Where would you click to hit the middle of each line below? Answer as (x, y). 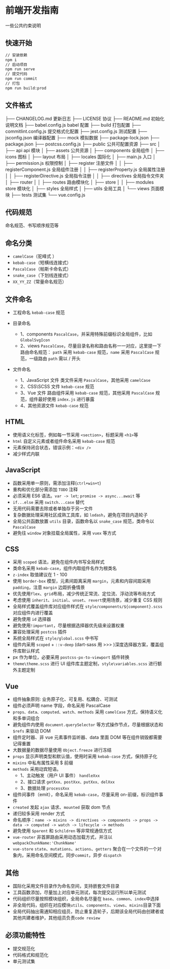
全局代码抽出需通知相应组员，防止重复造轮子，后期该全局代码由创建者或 (88, 912)
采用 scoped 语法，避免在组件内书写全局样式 (59, 562)
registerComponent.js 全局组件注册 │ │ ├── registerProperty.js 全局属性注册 (85, 169)
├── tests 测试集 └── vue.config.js (48, 195)
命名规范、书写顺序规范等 (32, 225)
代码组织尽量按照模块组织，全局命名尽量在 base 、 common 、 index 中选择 (86, 899)
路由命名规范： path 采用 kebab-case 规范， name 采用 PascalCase (87, 352)
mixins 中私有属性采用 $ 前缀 (43, 763)
